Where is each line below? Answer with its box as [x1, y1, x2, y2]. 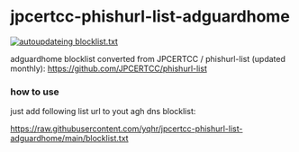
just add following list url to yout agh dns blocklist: [10, 106, 196, 117]
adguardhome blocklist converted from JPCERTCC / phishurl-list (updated [10, 53, 286, 64]
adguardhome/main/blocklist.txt [10, 133, 129, 144]
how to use [10, 85, 59, 98]
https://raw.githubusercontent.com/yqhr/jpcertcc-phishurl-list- [10, 123, 243, 134]
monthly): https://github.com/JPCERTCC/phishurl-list [10, 63, 208, 74]
